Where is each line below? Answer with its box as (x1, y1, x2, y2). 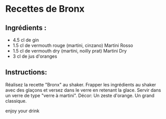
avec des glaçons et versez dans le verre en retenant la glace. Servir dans (5, 87, 161, 93)
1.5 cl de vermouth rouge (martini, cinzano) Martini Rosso (12, 42, 134, 49)
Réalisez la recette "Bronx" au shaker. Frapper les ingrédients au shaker (5, 81, 156, 87)
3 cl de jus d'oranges (12, 53, 57, 59)
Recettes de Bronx (5, 3, 85, 15)
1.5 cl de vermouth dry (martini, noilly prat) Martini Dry (12, 48, 127, 54)
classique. (5, 98, 27, 104)
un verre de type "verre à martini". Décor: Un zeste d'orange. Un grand (5, 92, 155, 99)
